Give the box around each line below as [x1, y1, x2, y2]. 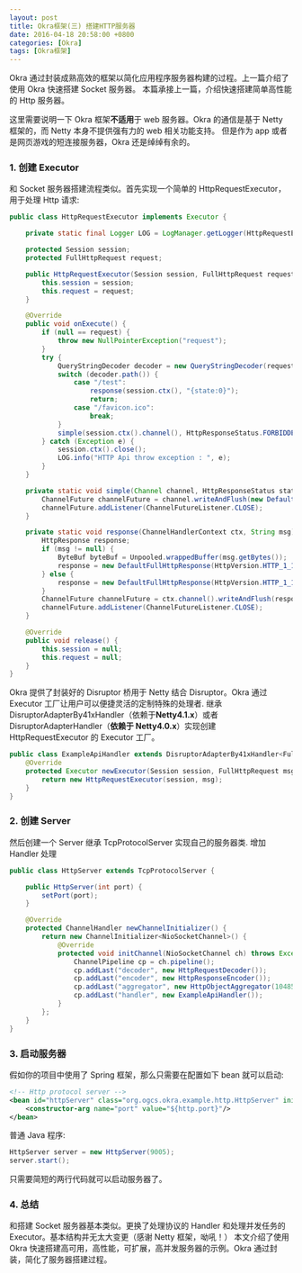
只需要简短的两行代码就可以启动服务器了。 [9, 1174, 167, 1185]
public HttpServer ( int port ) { [25, 882, 143, 891]
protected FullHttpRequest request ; [25, 254, 164, 263]
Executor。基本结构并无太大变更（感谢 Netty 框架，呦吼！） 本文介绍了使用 [9, 1232, 290, 1242]
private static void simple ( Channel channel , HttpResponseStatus [25, 486, 276, 495]
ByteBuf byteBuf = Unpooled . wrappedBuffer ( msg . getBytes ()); [57, 553, 288, 563]
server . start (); [9, 1156, 70, 1166]
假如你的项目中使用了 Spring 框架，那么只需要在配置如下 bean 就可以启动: [9, 1069, 284, 1080]
